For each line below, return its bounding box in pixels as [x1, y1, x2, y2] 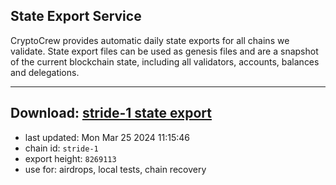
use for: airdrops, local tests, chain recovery [24, 163, 207, 175]
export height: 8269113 [24, 152, 117, 164]
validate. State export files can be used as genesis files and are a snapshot [10, 45, 319, 57]
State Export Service [10, 8, 142, 25]
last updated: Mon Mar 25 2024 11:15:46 [24, 131, 190, 143]
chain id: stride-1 [24, 142, 99, 154]
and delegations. [10, 66, 80, 78]
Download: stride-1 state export [10, 105, 213, 122]
